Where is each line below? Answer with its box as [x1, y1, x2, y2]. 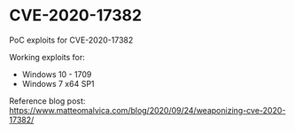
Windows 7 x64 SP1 [21, 78, 95, 89]
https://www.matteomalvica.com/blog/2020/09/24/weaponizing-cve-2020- [9, 105, 286, 115]
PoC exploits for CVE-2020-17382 [9, 35, 134, 45]
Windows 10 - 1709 [21, 68, 92, 80]
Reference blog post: [9, 95, 86, 106]
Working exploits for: [9, 51, 86, 62]
